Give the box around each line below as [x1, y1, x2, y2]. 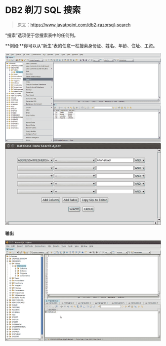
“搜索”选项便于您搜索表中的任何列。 [5, 32, 79, 38]
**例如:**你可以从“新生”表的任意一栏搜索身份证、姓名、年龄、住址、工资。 [5, 42, 158, 48]
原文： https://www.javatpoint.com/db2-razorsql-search [17, 22, 131, 28]
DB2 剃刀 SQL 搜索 [5, 4, 81, 16]
